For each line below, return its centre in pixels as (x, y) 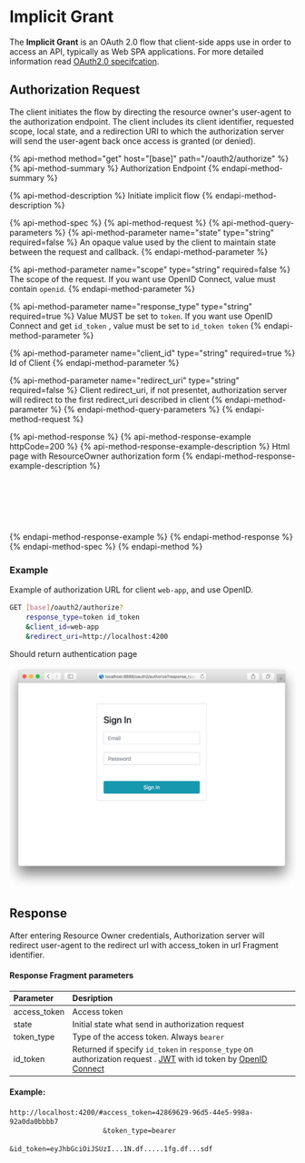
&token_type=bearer (140, 1131)
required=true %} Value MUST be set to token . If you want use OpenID (141, 316)
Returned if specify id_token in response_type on (163, 1049)
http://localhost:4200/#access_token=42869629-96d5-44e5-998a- (132, 1113)
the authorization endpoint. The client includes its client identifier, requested (152, 121)
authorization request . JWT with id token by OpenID (170, 1059)
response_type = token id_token (83, 617)
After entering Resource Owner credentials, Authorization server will (137, 935)
